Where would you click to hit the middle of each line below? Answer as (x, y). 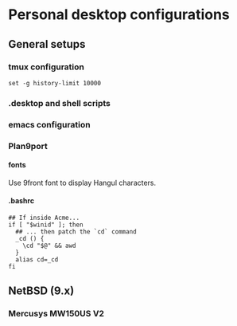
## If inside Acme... (44, 218)
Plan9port (28, 146)
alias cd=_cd (37, 260)
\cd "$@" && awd (50, 246)
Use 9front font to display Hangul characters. (82, 183)
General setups (47, 44)
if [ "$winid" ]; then (46, 225)
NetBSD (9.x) (41, 291)
